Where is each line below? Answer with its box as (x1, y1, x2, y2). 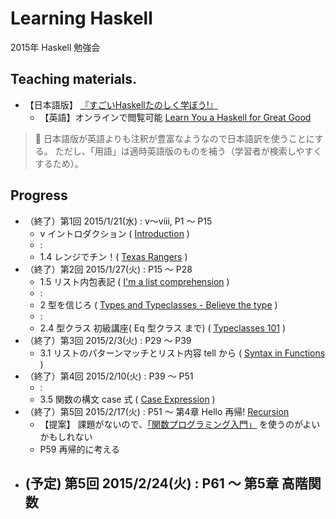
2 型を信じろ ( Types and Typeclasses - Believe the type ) (39, 298, 278, 311)
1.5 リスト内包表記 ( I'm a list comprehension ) (39, 275, 230, 287)
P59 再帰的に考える (39, 443, 121, 455)
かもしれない (39, 430, 93, 442)
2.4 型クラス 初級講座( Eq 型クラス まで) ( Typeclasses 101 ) (39, 322, 287, 334)
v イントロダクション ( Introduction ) (39, 227, 190, 239)
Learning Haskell (10, 7, 153, 30)
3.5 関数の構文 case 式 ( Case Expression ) (39, 393, 216, 405)
